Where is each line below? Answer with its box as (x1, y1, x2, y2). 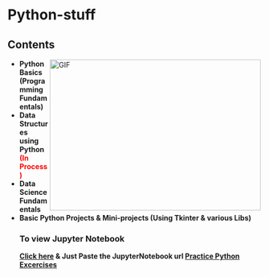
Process (18, 162, 48, 171)
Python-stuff (7, 6, 96, 24)
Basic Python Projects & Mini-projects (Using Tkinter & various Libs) (18, 213, 252, 222)
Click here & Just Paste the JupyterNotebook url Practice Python (18, 251, 240, 261)
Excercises (18, 260, 58, 270)
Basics (18, 68, 43, 77)
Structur (18, 119, 49, 128)
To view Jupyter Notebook (18, 233, 125, 244)
